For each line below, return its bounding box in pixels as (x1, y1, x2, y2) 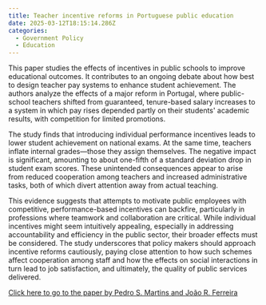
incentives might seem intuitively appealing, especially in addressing (8, 221, 234, 232)
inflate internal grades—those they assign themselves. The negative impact (8, 147, 256, 156)
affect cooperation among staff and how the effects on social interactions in (8, 255, 258, 265)
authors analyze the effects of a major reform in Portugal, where (8, 89, 220, 98)
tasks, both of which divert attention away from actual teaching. (8, 180, 218, 190)
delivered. (8, 272, 42, 282)
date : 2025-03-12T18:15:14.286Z (8, 19, 116, 27)
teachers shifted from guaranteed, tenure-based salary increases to (31, 97, 256, 107)
